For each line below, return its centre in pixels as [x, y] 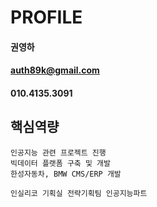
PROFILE [46, 17]
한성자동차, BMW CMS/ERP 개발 [66, 174]
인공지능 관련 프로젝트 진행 [58, 152]
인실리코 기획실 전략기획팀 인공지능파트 [79, 193]
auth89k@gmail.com [55, 70]
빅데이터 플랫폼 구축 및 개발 [60, 163]
